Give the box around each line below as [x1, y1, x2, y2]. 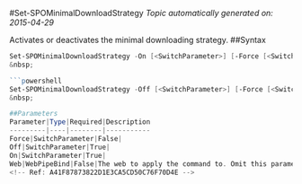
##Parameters [9, 110, 58, 118]
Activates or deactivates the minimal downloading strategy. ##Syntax [9, 35, 267, 45]
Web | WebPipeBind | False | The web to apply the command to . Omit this [9, 159, 268, 169]
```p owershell [9, 76, 63, 85]
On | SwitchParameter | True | [9, 151, 106, 160]
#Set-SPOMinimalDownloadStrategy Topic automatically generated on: [9, 8, 274, 18]
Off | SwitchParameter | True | [9, 143, 111, 152]
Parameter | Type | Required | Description [9, 118, 151, 127]
